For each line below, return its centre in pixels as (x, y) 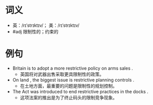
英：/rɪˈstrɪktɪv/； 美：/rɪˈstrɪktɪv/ (46, 25)
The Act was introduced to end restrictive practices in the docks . (80, 91)
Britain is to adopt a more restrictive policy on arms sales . (73, 68)
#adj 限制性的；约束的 (35, 31)
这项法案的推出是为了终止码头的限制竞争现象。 (68, 97)
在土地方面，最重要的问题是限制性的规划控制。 (68, 86)
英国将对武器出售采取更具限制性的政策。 (62, 74)
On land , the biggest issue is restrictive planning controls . (73, 80)
